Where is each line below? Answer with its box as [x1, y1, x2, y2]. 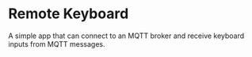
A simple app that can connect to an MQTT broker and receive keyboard [8, 31, 245, 40]
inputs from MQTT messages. [8, 39, 105, 48]
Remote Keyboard [8, 5, 129, 23]
